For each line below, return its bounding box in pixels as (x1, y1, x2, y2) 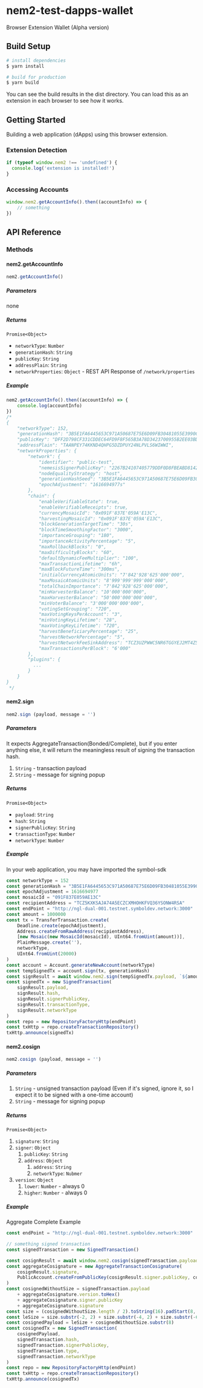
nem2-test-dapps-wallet (6, 4, 134, 18)
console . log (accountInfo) (17, 403, 83, 409)
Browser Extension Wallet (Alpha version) (6, 24, 109, 31)
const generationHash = (6, 883, 66, 889)
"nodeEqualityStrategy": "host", (38, 470, 123, 476)
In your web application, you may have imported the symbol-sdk (6, 865, 167, 873)
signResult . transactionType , (17, 1001, 91, 1007)
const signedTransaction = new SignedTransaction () (6, 1247, 139, 1253)
